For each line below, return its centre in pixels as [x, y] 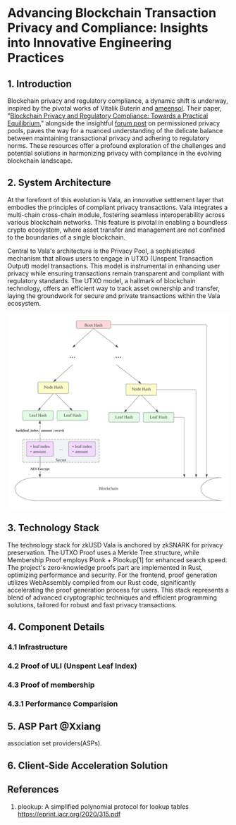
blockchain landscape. [40, 161]
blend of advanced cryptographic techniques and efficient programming [112, 597]
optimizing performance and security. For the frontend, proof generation [112, 575]
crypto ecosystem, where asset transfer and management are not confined [116, 230]
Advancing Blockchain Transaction [112, 13]
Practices [36, 58]
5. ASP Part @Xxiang [54, 727]
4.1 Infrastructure [38, 647]
